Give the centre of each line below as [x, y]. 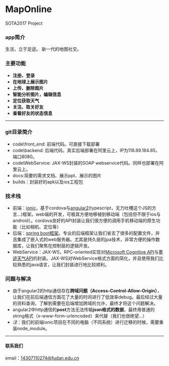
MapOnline [29, 9]
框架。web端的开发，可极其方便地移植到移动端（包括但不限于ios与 [92, 214]
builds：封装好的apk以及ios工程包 [48, 182]
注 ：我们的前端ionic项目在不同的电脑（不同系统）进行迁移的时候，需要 [86, 322]
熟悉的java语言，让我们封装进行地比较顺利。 [63, 265]
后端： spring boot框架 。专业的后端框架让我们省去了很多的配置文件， [84, 233]
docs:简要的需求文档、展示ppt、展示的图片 [57, 175]
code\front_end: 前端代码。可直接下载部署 [56, 144]
